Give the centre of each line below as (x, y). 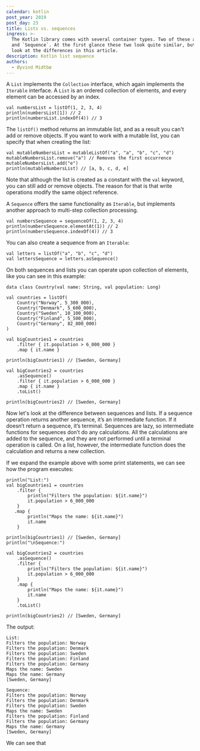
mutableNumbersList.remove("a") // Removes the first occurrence (89, 158)
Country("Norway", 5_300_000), (56, 303)
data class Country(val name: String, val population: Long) (84, 287)
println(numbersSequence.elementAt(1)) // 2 (62, 227)
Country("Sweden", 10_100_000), (57, 313)
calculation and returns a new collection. (56, 451)
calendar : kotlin (28, 12)
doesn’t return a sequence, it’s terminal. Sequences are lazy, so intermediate (100, 426)
